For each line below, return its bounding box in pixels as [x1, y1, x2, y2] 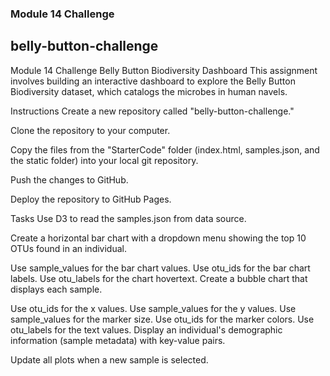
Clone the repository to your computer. [10, 124, 171, 136]
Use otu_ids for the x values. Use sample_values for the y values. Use [10, 302, 297, 314]
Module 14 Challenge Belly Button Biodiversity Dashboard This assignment [10, 64, 318, 76]
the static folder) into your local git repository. [10, 154, 199, 166]
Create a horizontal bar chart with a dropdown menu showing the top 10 [10, 232, 307, 244]
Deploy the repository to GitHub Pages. [10, 193, 172, 205]
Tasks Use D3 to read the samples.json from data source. [10, 212, 247, 224]
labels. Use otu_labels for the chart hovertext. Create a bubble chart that [10, 272, 308, 284]
